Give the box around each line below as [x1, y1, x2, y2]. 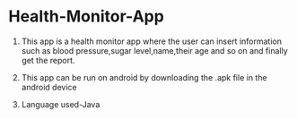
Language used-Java [21, 98, 100, 109]
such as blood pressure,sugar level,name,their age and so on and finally [21, 45, 288, 55]
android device [21, 81, 77, 92]
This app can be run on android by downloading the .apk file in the [21, 72, 267, 82]
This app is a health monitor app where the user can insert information [21, 36, 282, 47]
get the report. [21, 55, 75, 65]
